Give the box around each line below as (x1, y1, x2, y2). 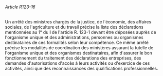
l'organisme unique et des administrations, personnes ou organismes (5, 35, 144, 40)
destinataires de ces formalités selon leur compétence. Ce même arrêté (5, 39, 149, 46)
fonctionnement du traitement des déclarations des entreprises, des (5, 55, 142, 61)
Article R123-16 (5, 4, 36, 10)
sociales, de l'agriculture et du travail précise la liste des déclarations (5, 24, 144, 30)
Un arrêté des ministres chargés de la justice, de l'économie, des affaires (5, 19, 152, 25)
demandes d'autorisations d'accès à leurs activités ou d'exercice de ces (5, 60, 150, 66)
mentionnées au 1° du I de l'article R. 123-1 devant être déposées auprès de (5, 29, 157, 35)
